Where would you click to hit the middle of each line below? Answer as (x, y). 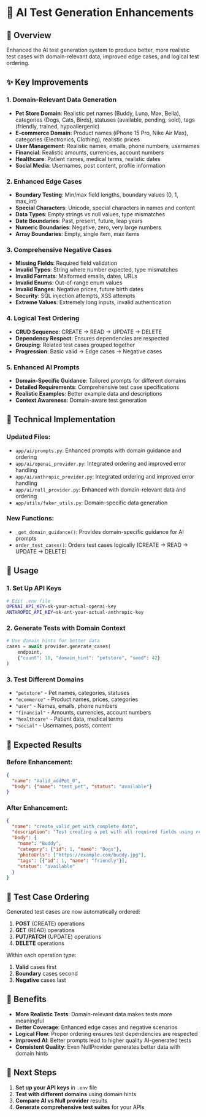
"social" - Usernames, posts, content (63, 726)
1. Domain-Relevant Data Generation (62, 100)
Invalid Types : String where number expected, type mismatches (97, 270)
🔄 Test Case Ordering (48, 897)
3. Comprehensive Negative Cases (59, 249)
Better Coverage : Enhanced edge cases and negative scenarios (96, 1027)
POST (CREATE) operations (50, 923)
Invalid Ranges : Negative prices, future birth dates (79, 289)
